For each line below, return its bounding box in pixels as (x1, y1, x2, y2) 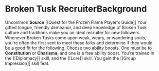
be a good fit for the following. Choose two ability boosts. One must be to (5, 45, 152, 51)
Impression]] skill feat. (5, 60, 50, 66)
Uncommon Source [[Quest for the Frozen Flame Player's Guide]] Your (5, 19, 147, 25)
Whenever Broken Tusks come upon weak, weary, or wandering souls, (5, 35, 147, 41)
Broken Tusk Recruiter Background (5, 3, 147, 14)
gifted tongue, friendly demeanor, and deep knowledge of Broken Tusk (5, 24, 147, 30)
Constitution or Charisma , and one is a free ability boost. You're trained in (5, 50, 155, 56)
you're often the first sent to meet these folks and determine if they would (5, 40, 153, 45)
